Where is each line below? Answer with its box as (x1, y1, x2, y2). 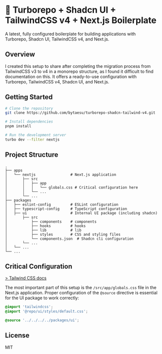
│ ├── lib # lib (5, 228, 82, 232)
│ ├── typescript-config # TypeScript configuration (5, 206, 127, 211)
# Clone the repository (5, 106, 54, 111)
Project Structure (5, 151, 58, 159)
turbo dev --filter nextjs (5, 137, 60, 142)
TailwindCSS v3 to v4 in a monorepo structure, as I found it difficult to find (5, 68, 154, 74)
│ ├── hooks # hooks (5, 223, 86, 229)
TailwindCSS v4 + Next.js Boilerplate (5, 15, 157, 26)
